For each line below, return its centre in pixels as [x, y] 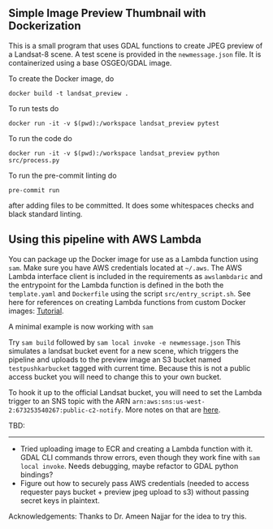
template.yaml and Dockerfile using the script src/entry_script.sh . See [130, 293]
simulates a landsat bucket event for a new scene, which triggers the [123, 351]
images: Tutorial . [36, 311]
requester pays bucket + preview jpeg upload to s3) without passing [134, 492]
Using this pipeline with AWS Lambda [105, 240]
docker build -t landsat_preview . [69, 93]
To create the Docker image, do [61, 78]
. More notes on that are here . [171, 410]
